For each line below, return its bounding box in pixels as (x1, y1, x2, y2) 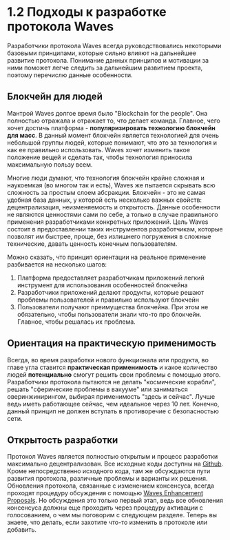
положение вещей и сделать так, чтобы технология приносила (7, 153, 193, 161)
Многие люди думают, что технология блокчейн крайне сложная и (7, 174, 205, 182)
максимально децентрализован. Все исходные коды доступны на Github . (7, 459, 224, 468)
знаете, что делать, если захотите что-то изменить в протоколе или (7, 518, 208, 527)
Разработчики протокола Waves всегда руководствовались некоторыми (7, 41, 222, 50)
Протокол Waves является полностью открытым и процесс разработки (7, 453, 218, 461)
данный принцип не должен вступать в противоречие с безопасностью (7, 407, 219, 415)
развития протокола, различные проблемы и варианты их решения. (7, 475, 208, 483)
